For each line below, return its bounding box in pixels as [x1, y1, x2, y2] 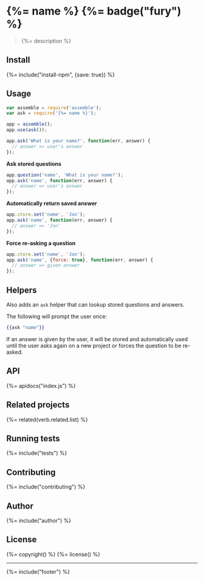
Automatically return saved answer [6, 200, 97, 207]
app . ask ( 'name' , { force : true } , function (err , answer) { [6, 257, 154, 263]
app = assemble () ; [6, 121, 53, 127]
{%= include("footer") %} [6, 568, 70, 575]
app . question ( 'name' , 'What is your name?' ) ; [6, 172, 123, 178]
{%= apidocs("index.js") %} [6, 382, 76, 389]
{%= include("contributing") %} [6, 483, 86, 491]
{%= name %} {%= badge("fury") [6, 4, 182, 18]
